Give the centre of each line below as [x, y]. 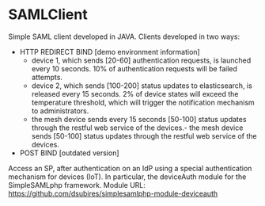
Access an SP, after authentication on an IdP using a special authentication [130, 168]
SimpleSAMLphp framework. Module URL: [77, 185]
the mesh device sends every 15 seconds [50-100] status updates [139, 119]
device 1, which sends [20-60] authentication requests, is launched [141, 60]
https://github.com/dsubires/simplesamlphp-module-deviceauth [113, 193]
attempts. [47, 77]
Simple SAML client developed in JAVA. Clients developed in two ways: [124, 36]
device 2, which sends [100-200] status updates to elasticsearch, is [142, 86]
